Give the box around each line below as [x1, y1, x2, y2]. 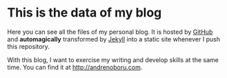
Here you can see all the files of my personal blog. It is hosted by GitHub [7, 28, 213, 36]
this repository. [7, 42, 50, 50]
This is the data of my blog [7, 5, 162, 21]
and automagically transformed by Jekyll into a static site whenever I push [7, 35, 221, 43]
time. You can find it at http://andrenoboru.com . [7, 63, 143, 71]
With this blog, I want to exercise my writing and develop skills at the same [7, 55, 219, 64]
